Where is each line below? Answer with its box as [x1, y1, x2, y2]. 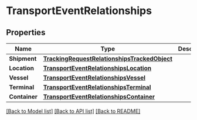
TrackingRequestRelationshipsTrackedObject [43, 54, 173, 63]
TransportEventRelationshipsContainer [43, 92, 155, 101]
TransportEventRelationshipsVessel [43, 74, 145, 81]
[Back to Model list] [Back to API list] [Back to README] [6, 108, 141, 115]
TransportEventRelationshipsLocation [43, 64, 151, 72]
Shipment [9, 54, 37, 63]
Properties [6, 28, 46, 37]
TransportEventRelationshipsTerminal [43, 83, 151, 91]
